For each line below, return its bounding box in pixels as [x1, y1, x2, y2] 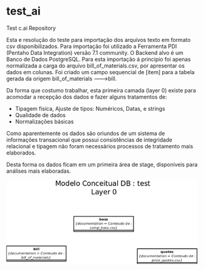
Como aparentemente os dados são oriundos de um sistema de [6, 130, 165, 137]
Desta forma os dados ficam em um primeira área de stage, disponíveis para [6, 161, 198, 168]
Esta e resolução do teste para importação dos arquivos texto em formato [6, 36, 191, 43]
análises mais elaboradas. [6, 167, 71, 175]
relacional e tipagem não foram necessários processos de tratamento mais [6, 142, 193, 150]
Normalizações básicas [15, 117, 74, 125]
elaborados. [6, 149, 36, 156]
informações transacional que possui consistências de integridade [6, 136, 172, 144]
